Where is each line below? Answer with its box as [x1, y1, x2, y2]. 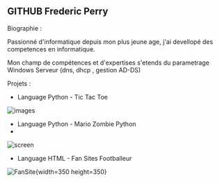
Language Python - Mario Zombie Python [17, 120, 136, 128]
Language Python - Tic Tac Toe [17, 93, 108, 101]
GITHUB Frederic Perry [7, 6, 109, 17]
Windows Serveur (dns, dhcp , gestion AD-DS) [7, 65, 141, 74]
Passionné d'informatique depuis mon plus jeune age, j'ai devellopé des [7, 38, 214, 46]
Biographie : [7, 24, 42, 32]
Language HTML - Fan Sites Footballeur [17, 154, 132, 162]
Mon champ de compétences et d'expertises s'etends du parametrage [7, 58, 210, 67]
